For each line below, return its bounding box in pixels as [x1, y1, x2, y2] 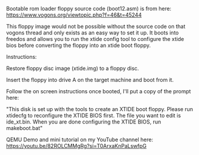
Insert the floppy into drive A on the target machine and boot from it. [6, 77, 174, 83]
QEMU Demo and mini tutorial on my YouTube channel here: [6, 136, 154, 143]
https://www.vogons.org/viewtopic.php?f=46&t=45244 [6, 11, 142, 18]
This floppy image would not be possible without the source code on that [6, 23, 186, 30]
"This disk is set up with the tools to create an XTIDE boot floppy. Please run [6, 106, 194, 112]
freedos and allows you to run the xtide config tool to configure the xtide [6, 36, 185, 42]
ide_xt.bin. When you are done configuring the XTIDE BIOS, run [6, 118, 161, 125]
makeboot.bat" [6, 125, 43, 131]
